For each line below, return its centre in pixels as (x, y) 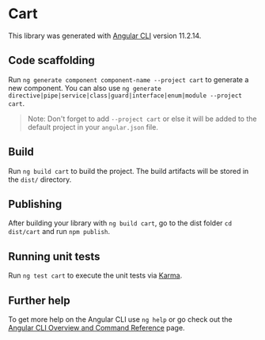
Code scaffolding (51, 60)
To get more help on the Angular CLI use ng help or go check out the (120, 319)
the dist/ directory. (40, 179)
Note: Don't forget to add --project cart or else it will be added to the (142, 119)
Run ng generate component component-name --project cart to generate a (129, 79)
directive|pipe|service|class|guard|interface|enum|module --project (125, 96)
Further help (40, 300)
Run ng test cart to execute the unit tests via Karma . (95, 276)
